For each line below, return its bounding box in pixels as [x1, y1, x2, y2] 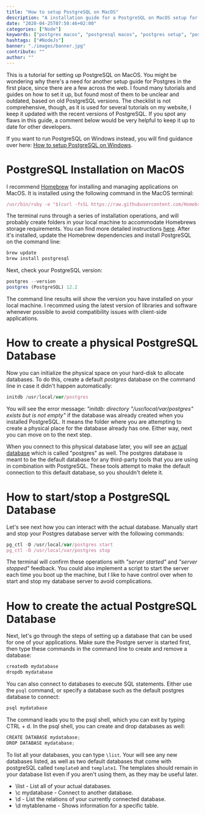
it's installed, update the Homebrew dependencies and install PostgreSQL [6, 231, 192, 239]
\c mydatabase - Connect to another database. [15, 789, 134, 796]
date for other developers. [6, 123, 72, 130]
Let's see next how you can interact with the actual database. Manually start [6, 523, 198, 531]
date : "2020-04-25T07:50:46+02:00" [6, 20, 97, 26]
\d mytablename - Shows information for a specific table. [15, 802, 159, 809]
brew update [6, 250, 37, 256]
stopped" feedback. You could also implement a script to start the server [6, 565, 189, 572]
